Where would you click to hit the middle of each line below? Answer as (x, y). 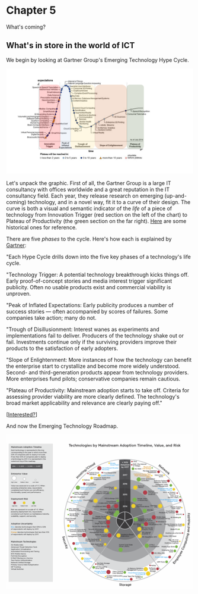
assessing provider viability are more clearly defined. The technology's (93, 397)
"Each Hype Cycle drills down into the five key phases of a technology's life (98, 257)
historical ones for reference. (41, 227)
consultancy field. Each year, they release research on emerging (85, 196)
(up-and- (175, 196)
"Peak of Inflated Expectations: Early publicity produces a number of (90, 305)
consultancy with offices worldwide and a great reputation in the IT (88, 190)
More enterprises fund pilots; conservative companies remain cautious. (93, 379)
